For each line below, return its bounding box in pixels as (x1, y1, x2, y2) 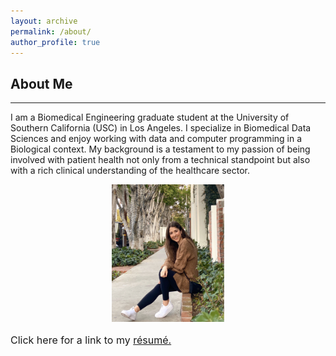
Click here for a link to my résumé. (10, 333, 172, 347)
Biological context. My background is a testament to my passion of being (10, 143, 311, 155)
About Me (10, 75, 73, 92)
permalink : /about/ (10, 26, 92, 37)
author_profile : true (10, 37, 101, 47)
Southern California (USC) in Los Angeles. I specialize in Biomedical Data (10, 122, 312, 134)
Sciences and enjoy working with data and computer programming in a (10, 133, 303, 145)
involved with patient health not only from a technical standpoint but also (10, 154, 311, 166)
